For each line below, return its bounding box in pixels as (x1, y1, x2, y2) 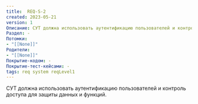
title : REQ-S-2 (6, 8, 46, 15)
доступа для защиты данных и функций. (6, 91, 107, 98)
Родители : (6, 47, 31, 53)
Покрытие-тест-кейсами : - (6, 63, 70, 69)
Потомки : (6, 36, 28, 42)
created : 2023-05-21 (6, 14, 57, 20)
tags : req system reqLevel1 (6, 69, 75, 75)
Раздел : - (6, 31, 31, 36)
